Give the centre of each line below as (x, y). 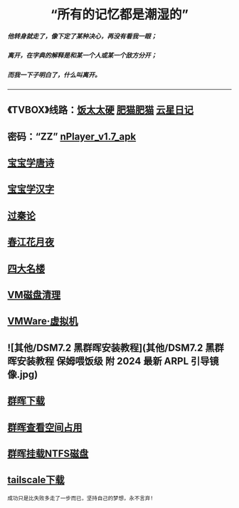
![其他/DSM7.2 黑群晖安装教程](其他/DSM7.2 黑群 (116, 348)
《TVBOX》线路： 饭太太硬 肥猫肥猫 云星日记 (101, 110)
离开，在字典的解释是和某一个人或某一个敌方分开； (82, 55)
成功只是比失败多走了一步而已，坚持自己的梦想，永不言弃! (81, 498)
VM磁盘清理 (34, 295)
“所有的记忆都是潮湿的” (119, 15)
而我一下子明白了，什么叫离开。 (54, 75)
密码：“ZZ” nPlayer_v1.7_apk (72, 136)
